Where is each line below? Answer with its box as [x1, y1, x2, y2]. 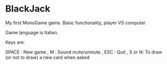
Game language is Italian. [5, 29, 59, 35]
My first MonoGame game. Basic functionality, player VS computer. [5, 20, 147, 26]
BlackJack [5, 3, 51, 15]
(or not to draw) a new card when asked [5, 54, 90, 60]
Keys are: [5, 39, 26, 45]
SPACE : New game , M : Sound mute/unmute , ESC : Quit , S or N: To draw [5, 49, 162, 55]
